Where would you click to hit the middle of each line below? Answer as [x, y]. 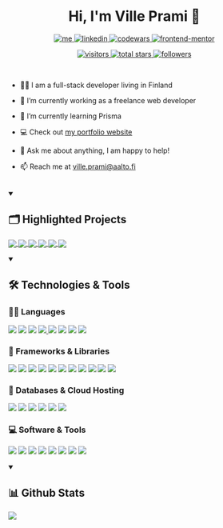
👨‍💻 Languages [37, 312]
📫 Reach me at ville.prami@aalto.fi [78, 166]
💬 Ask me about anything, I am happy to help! [95, 150]
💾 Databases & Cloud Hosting [66, 390]
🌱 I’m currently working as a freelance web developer [108, 100]
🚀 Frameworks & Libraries [59, 351]
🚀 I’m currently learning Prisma [71, 116]
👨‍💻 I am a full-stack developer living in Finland [96, 85]
